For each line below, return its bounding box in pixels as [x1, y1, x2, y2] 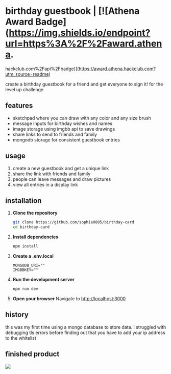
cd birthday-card [12, 224, 50, 230]
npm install [12, 244, 38, 249]
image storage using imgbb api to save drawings [12, 126, 115, 132]
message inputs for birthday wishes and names [12, 120, 113, 127]
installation [5, 196, 42, 205]
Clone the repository [12, 210, 58, 216]
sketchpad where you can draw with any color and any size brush [12, 115, 152, 121]
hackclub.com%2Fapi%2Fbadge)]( [5, 66, 79, 72]
